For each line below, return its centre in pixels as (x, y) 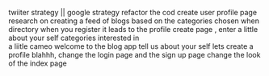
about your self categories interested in (74, 38)
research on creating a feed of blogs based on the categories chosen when (134, 21)
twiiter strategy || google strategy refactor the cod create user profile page (132, 12)
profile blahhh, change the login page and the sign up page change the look (134, 55)
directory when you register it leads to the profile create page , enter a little (133, 29)
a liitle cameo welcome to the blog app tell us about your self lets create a (131, 46)
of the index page (38, 63)
